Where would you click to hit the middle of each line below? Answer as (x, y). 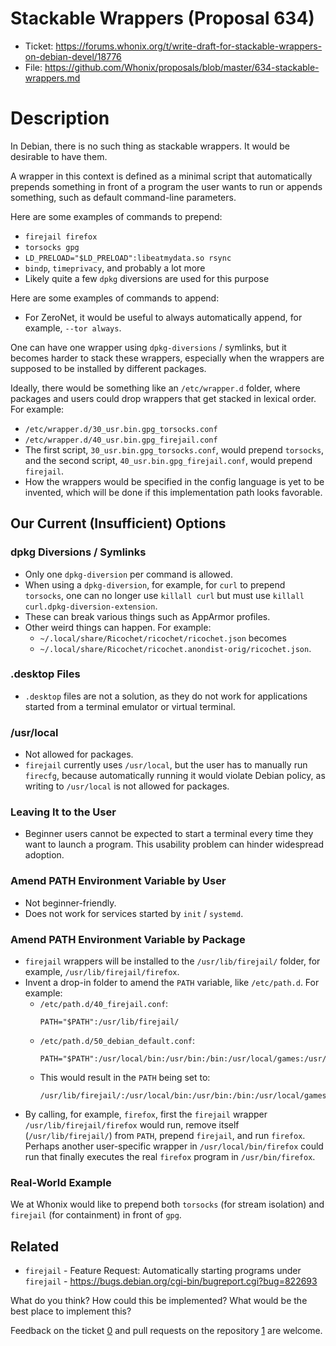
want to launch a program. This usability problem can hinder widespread (174, 844)
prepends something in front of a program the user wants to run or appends (166, 186)
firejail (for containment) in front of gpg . (96, 1215)
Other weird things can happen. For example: (118, 627)
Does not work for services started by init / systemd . (134, 913)
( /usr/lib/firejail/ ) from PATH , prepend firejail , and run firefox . (165, 1136)
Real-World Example (61, 1182)
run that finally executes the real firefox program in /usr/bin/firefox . (170, 1157)
